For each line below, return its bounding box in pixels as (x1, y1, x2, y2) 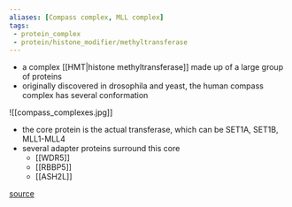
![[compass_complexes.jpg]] (9, 107, 113, 118)
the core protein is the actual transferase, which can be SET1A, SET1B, (21, 125, 279, 135)
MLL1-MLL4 (21, 134, 66, 144)
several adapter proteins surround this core (21, 143, 181, 154)
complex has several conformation (21, 90, 149, 101)
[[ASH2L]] (35, 172, 73, 182)
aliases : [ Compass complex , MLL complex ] (9, 12, 165, 22)
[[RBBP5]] (35, 162, 73, 172)
